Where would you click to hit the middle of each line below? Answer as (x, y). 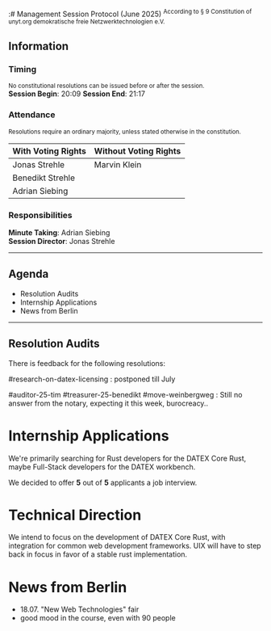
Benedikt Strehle (44, 178)
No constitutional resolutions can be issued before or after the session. (106, 86)
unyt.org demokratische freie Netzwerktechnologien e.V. (87, 21)
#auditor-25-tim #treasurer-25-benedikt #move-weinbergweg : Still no (125, 394)
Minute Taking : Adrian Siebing (59, 232)
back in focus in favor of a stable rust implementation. (98, 554)
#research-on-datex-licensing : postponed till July (92, 379)
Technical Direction (75, 515)
